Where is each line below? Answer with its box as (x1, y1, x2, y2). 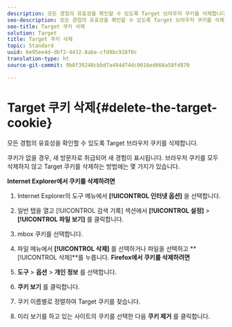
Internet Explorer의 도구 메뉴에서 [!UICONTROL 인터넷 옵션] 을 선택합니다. (17, 191, 221, 200)
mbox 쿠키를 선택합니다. (17, 229, 84, 238)
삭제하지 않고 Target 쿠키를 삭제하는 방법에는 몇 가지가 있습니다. (7, 162, 180, 170)
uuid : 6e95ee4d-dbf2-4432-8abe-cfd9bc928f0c (7, 49, 137, 56)
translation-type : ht (7, 55, 70, 62)
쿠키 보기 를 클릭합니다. (17, 282, 80, 291)
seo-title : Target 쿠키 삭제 (7, 23, 85, 30)
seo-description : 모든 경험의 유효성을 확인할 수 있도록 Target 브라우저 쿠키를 (7, 17, 212, 24)
